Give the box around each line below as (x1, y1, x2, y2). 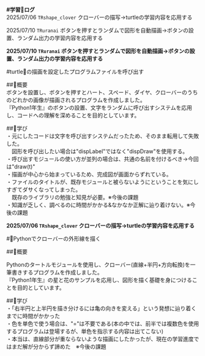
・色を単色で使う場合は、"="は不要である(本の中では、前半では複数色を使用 (6, 320, 199, 327)
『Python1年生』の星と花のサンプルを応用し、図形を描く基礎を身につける (6, 276, 193, 284)
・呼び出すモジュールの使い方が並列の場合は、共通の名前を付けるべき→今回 (6, 156, 199, 162)
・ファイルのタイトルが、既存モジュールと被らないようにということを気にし (6, 178, 199, 186)
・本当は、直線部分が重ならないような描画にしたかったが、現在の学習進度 (6, 335, 194, 343)
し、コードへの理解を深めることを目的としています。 (6, 112, 140, 119)
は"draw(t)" (6, 163, 35, 170)
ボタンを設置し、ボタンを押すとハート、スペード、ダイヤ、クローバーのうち (6, 89, 198, 96)
